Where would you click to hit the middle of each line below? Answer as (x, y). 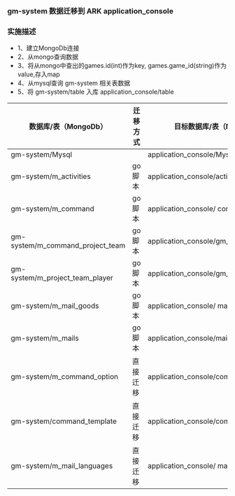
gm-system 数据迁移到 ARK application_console (90, 10)
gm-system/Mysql (41, 155)
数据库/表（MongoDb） (68, 127)
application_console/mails (190, 339)
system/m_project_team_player (62, 278)
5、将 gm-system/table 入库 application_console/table (95, 92)
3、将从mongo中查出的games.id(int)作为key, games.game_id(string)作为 (122, 66)
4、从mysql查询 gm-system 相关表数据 (74, 83)
